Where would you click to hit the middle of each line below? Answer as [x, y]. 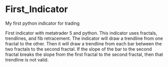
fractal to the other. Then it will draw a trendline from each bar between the [83, 43]
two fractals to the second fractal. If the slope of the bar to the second [78, 49]
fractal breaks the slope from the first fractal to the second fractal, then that [84, 54]
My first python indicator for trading [43, 23]
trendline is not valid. [27, 59]
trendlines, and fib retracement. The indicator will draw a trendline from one [84, 38]
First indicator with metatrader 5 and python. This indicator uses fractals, [81, 33]
